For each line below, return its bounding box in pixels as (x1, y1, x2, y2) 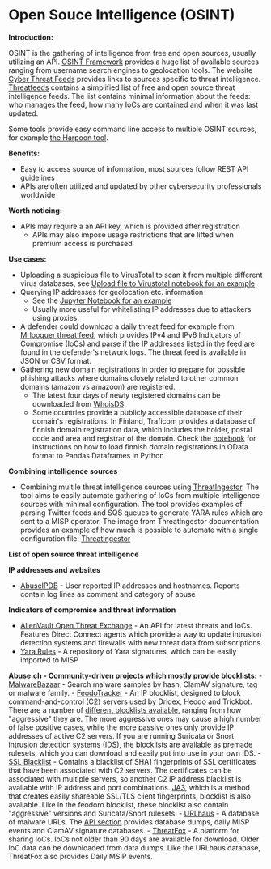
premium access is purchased (32, 238, 133, 248)
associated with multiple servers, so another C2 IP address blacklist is (8, 773, 242, 783)
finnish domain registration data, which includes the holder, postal (32, 424, 252, 434)
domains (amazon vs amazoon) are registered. (19, 381, 176, 391)
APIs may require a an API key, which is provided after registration (19, 221, 241, 231)
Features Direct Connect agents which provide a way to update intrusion (19, 629, 262, 639)
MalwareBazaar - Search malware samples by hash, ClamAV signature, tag (8, 679, 258, 689)
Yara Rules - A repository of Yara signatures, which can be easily (19, 646, 237, 656)
